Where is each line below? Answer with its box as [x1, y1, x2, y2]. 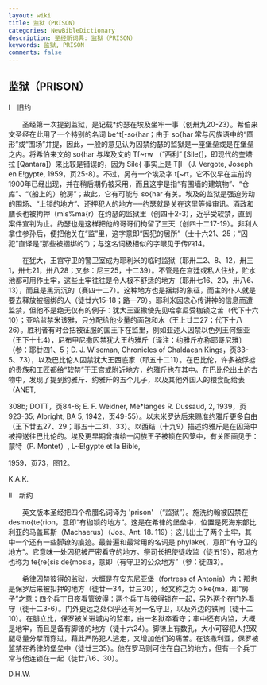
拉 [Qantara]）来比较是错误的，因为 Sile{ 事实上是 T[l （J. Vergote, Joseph [8, 159, 253, 168]
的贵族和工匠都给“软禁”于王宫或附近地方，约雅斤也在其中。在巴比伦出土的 [8, 365, 252, 374]
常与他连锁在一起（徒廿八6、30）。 [8, 653, 123, 663]
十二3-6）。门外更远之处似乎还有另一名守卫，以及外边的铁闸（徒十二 [29, 603, 253, 613]
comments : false [8, 48, 62, 56]
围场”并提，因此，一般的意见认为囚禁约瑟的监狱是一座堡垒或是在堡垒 [28, 139, 254, 149]
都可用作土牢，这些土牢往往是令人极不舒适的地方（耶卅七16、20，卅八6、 [14, 275, 258, 284]
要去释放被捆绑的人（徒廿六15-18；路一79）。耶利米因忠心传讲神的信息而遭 [8, 295, 253, 304]
